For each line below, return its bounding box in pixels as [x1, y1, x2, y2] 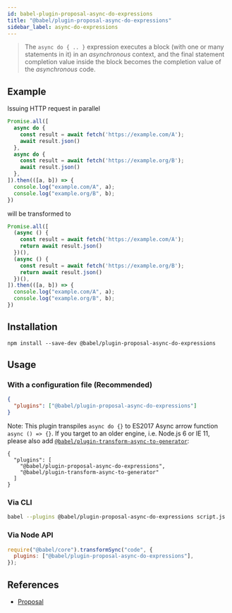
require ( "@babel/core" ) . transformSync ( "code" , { [7, 546, 153, 553]
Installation [7, 321, 58, 333]
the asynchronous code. [24, 65, 97, 74]
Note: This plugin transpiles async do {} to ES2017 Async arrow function [7, 422, 219, 431]
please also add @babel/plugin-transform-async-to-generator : [7, 437, 190, 445]
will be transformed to [7, 209, 72, 218]
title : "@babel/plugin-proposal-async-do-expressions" [7, 17, 172, 24]
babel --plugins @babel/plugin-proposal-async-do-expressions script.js [7, 514, 226, 521]
